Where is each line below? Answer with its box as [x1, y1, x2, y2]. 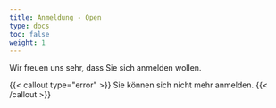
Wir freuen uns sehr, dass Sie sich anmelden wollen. [9, 62, 202, 73]
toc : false [9, 29, 50, 38]
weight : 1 [9, 37, 46, 47]
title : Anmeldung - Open [9, 12, 102, 22]
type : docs [9, 21, 50, 30]
